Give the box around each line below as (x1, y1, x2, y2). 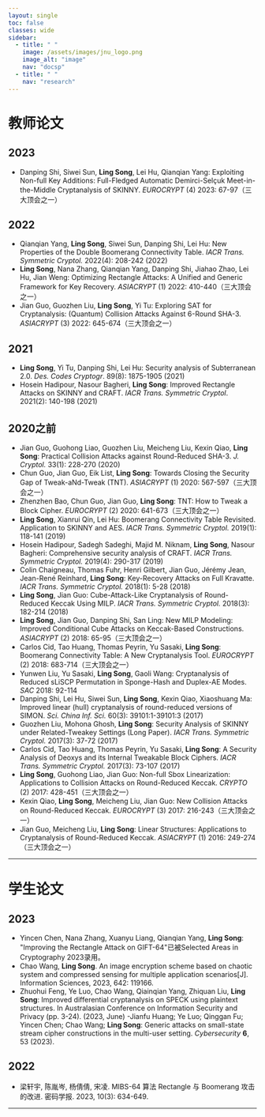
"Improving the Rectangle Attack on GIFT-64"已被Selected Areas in (19, 942, 239, 952)
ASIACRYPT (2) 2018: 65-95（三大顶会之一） (19, 633, 167, 643)
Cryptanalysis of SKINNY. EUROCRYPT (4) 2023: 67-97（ (57, 185, 245, 194)
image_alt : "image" (22, 56, 87, 64)
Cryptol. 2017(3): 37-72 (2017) (19, 736, 118, 745)
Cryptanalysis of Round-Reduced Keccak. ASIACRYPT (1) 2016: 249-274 (19, 832, 256, 842)
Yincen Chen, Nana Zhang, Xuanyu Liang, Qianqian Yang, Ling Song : (19, 933, 244, 942)
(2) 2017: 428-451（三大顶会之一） (19, 787, 133, 797)
